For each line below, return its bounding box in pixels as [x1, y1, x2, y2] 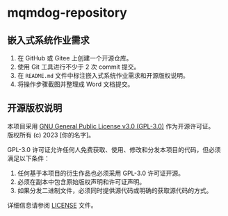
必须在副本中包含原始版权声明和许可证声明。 [17, 177, 146, 185]
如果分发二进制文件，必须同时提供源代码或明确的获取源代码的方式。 [17, 186, 213, 194]
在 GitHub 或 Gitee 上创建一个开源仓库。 [17, 54, 133, 62]
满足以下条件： [7, 154, 50, 163]
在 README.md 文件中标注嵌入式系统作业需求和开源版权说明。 [17, 72, 190, 79]
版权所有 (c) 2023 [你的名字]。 [7, 131, 95, 139]
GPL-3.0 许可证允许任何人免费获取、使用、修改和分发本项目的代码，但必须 [7, 145, 221, 153]
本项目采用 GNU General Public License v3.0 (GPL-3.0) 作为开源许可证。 [7, 122, 215, 130]
